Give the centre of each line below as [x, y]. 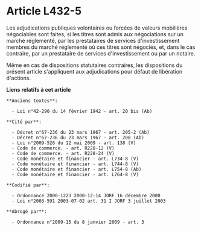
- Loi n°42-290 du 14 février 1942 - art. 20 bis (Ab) [82, 111]
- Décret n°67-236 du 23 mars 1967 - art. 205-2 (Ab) [81, 132]
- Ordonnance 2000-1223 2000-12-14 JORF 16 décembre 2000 [86, 195]
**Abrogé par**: [27, 211]
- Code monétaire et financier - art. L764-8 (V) [75, 174]
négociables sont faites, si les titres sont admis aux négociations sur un [95, 34]
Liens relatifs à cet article [39, 89]
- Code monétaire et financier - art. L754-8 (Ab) [77, 169]
